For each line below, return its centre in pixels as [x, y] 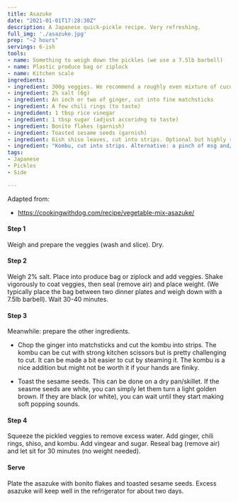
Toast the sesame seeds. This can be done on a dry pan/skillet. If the [118, 381]
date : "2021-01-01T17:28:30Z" [52, 21]
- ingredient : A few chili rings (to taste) [74, 107]
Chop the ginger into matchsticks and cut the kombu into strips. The [117, 345]
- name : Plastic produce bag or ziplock [68, 67]
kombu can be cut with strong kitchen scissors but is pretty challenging [122, 353]
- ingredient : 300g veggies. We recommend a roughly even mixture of [112, 87]
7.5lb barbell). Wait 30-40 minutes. [58, 300]
